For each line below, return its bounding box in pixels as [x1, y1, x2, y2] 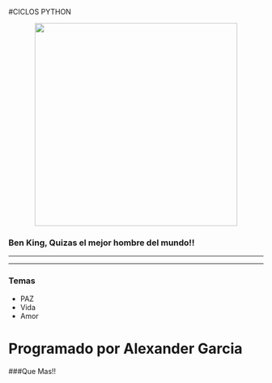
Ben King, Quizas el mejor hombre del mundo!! [8, 237, 195, 248]
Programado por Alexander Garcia [8, 339, 243, 358]
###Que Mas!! [8, 366, 57, 376]
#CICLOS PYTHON [8, 7, 71, 16]
